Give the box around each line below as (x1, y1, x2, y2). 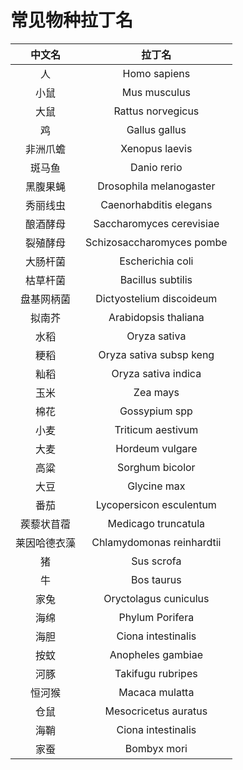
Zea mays (133, 385, 180, 399)
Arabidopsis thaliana (108, 310, 205, 324)
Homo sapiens (122, 66, 191, 80)
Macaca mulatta (118, 685, 195, 699)
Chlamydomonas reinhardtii (91, 535, 222, 549)
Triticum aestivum (114, 422, 199, 436)
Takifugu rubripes (114, 666, 198, 680)
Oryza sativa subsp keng (98, 347, 215, 361)
